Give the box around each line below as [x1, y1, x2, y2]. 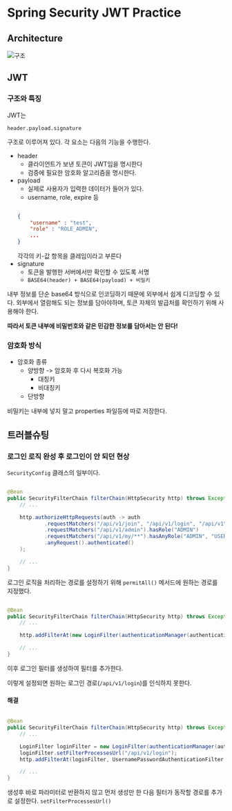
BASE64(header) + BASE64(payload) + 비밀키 [27, 277, 151, 284]
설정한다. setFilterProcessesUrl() [14, 796, 112, 805]
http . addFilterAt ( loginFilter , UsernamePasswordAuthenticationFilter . [19, 756, 227, 763]
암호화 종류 [17, 358, 48, 366]
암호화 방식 [7, 341, 42, 350]
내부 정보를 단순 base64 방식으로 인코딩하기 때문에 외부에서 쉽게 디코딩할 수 [7, 290, 213, 298]
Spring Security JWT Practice [7, 5, 182, 21]
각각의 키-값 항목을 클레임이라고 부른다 [17, 252, 122, 260]
